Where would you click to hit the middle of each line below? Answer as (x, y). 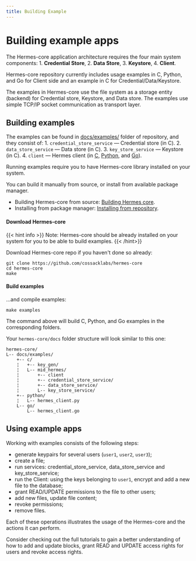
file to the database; (39, 485)
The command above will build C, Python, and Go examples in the (85, 321)
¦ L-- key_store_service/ (56, 390)
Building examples (40, 123)
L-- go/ (26, 406)
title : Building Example (36, 11)
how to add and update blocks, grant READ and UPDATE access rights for (95, 545)
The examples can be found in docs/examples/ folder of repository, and (92, 137)
